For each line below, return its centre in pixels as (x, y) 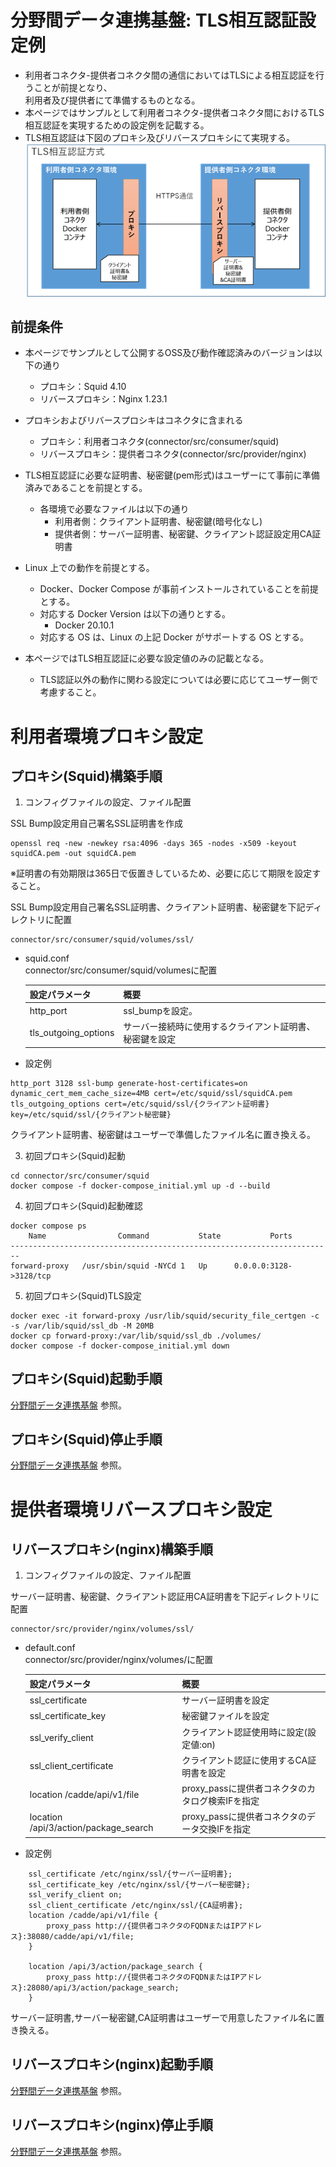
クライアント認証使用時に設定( (244, 1732)
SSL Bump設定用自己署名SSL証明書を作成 (96, 823)
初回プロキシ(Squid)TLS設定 (83, 1295)
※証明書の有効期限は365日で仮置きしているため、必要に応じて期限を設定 (161, 873)
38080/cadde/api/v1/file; (80, 1936)
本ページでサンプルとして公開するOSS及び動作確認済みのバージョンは (169, 353)
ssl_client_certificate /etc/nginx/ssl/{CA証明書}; (136, 1905)
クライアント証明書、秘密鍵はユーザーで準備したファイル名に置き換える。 (163, 1134)
